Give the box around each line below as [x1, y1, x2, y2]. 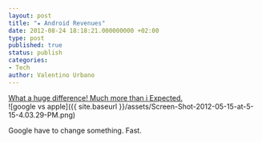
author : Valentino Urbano [8, 71, 95, 79]
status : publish [8, 49, 62, 57]
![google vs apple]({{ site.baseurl [8, 101, 118, 111]
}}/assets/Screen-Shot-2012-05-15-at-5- [119, 101, 254, 111]
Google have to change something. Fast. [8, 125, 142, 135]
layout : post [8, 11, 52, 20]
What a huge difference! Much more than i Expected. [8, 93, 183, 102]
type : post [8, 34, 45, 42]
